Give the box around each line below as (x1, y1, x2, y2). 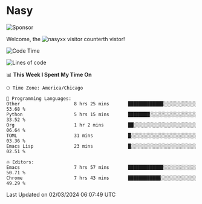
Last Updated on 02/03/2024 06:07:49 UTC (6, 191, 116, 198)
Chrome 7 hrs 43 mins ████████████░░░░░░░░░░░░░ (6, 175, 197, 181)
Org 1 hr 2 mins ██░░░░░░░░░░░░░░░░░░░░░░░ (6, 122, 197, 128)
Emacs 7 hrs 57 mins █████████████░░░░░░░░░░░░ (6, 164, 197, 170)
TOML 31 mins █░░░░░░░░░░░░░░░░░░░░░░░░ (6, 133, 197, 139)
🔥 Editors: (6, 159, 34, 165)
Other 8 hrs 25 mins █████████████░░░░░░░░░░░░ (6, 100, 197, 107)
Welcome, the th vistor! (6, 35, 125, 42)
